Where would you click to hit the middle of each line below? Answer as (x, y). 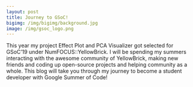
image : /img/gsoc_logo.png (40, 28)
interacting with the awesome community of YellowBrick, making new (92, 58)
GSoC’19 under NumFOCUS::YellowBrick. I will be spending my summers (96, 52)
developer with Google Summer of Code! (57, 77)
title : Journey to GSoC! (37, 17)
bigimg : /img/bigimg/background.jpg (52, 23)
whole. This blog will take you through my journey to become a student (94, 71)
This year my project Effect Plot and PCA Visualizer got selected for (90, 46)
